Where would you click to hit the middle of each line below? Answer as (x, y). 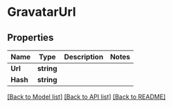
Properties (30, 38)
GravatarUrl (42, 12)
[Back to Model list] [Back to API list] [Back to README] (86, 97)
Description (84, 57)
